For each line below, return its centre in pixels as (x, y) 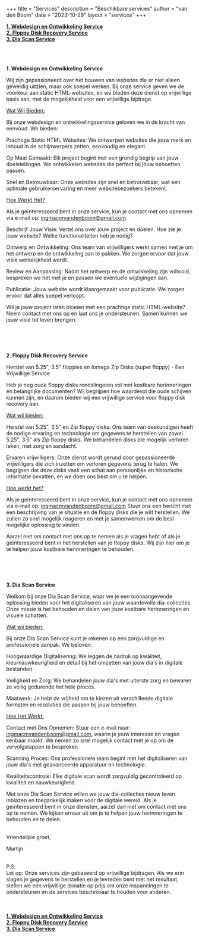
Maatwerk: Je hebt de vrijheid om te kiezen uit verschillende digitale (90, 698)
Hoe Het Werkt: (25, 716)
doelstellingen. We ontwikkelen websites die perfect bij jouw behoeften (93, 164)
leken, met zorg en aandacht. (42, 446)
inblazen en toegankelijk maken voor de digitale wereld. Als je (82, 800)
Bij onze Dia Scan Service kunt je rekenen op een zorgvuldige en (85, 638)
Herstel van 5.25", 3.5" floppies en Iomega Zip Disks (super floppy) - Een (95, 367)
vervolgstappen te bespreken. (43, 747)
